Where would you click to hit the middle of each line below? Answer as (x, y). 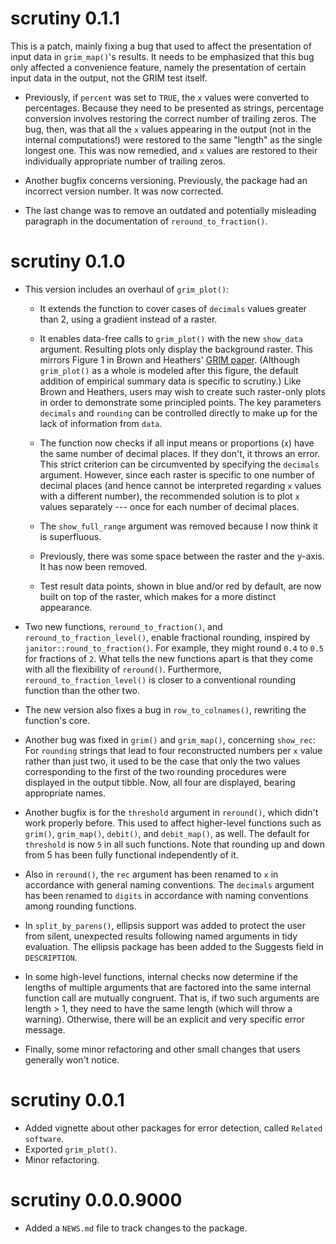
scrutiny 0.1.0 (68, 261)
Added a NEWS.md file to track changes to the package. (136, 1228)
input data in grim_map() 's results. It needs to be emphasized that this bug (162, 56)
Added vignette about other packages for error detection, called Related (173, 1128)
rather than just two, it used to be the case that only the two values (162, 761)
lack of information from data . (101, 423)
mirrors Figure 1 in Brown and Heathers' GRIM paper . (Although (169, 359)
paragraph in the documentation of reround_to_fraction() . (146, 221)
